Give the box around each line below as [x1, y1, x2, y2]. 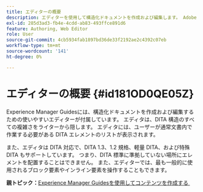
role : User [6, 31, 34, 37]
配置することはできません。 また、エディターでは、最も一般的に [27, 158, 188, 166]
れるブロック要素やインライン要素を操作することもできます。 [16, 166, 171, 173]
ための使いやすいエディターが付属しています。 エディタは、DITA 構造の [6, 115, 185, 123]
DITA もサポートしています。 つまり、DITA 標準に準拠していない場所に [6, 151, 182, 158]
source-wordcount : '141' [6, 48, 69, 54]
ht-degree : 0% [6, 54, 42, 60]
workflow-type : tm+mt [6, 43, 61, 49]
